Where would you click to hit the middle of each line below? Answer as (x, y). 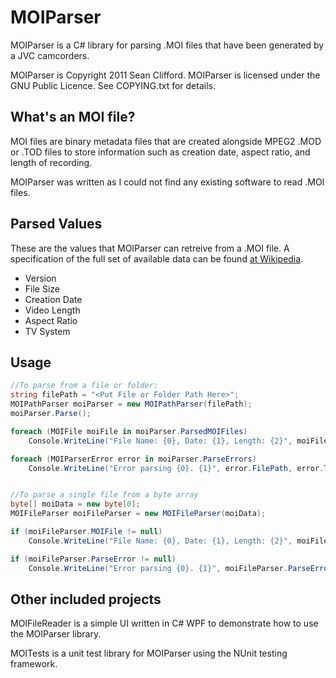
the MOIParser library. (56, 634)
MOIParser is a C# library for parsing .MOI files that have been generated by (167, 45)
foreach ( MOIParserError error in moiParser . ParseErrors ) (133, 459)
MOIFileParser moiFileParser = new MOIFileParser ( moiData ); (138, 514)
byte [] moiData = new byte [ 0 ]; (75, 504)
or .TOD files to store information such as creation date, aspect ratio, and (160, 152)
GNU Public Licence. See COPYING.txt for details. (113, 85)
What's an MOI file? (73, 117)
